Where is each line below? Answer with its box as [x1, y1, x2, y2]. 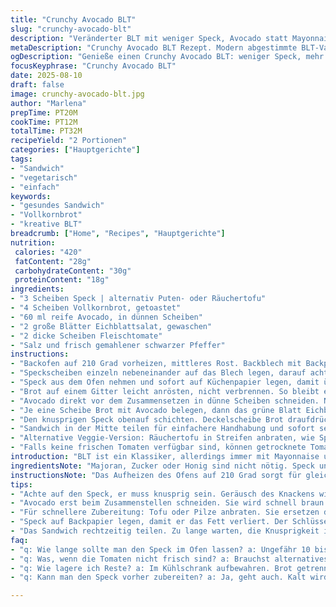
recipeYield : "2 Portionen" [10, 136, 128, 146]
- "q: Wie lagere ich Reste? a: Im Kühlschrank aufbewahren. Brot [10, 563, 293, 573]
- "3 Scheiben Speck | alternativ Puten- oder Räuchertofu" [10, 294, 267, 304]
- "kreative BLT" [10, 219, 83, 230]
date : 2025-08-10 [10, 71, 83, 81]
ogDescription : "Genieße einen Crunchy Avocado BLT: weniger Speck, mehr [10, 52, 325, 62]
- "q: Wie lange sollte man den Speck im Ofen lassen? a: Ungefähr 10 [10, 544, 311, 555]
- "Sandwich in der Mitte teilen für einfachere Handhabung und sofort [10, 424, 315, 434]
